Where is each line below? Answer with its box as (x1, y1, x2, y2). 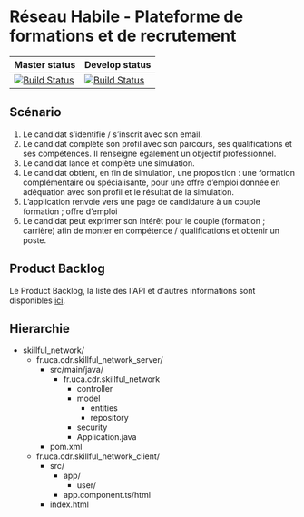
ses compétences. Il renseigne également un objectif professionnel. (22, 148, 277, 159)
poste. (22, 234, 47, 246)
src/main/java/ (49, 365, 104, 376)
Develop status (84, 58, 152, 71)
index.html (49, 499, 89, 510)
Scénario (9, 104, 62, 120)
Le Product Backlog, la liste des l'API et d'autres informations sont (9, 285, 256, 296)
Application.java (76, 432, 137, 443)
